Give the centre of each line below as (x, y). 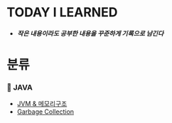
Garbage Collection (45, 112)
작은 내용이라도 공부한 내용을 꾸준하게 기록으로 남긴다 (90, 33)
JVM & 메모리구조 (42, 104)
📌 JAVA (20, 87)
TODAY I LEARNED (62, 12)
